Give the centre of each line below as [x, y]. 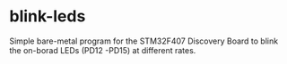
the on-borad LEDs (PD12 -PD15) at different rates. [103, 50]
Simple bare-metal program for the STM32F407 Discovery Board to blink [144, 41]
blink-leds [48, 16]
